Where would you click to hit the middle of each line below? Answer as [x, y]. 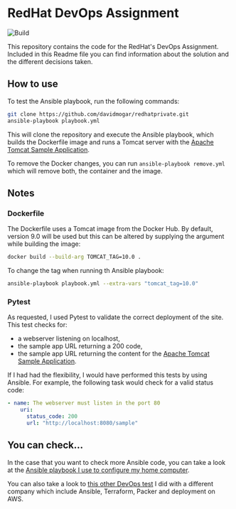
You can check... [45, 445]
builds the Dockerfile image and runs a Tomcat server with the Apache [111, 142]
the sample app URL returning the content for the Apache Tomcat [113, 354]
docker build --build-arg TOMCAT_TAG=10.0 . [74, 257]
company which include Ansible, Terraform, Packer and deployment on [111, 491]
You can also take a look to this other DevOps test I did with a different [110, 483]
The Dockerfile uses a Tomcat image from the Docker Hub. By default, [110, 229]
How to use [33, 84]
